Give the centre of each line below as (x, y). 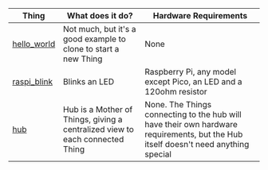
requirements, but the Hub (194, 134)
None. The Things (178, 104)
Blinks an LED (88, 81)
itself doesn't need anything (197, 144)
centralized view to (98, 129)
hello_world (34, 44)
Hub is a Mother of (98, 109)
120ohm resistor (176, 92)
